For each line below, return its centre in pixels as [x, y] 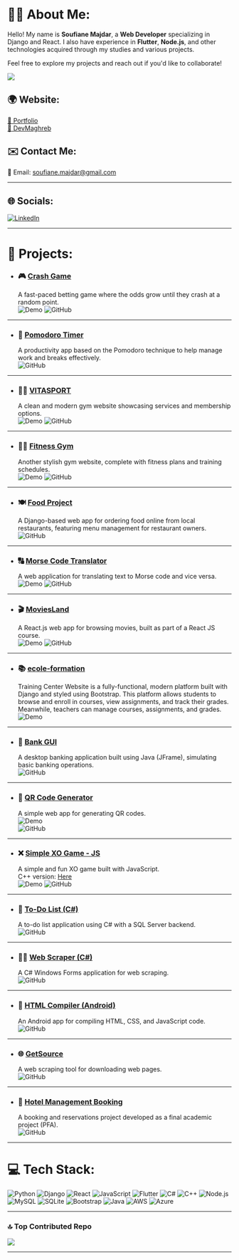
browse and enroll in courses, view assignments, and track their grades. [123, 701]
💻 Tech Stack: [51, 1169]
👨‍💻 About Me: [49, 15]
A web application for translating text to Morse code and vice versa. [117, 577]
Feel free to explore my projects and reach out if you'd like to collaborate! [115, 63]
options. [30, 414]
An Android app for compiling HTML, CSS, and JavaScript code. [112, 1021]
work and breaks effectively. [59, 358]
